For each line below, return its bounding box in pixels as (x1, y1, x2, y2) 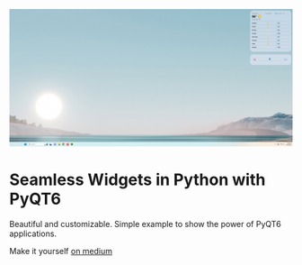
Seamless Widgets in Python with (9, 169, 266, 190)
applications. (9, 228, 57, 239)
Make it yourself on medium (9, 246, 113, 257)
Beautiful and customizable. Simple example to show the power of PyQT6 (9, 219, 281, 230)
